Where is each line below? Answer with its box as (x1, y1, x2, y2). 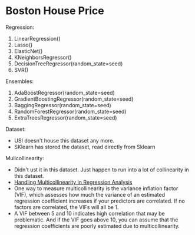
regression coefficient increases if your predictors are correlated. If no (14, 197, 185, 204)
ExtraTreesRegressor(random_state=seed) (14, 114, 117, 121)
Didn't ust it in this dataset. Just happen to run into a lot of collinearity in (14, 166, 189, 173)
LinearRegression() (14, 35, 61, 42)
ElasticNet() (14, 47, 43, 54)
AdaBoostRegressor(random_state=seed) (14, 89, 115, 96)
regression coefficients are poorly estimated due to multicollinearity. (14, 222, 180, 229)
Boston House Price (5, 4, 104, 18)
